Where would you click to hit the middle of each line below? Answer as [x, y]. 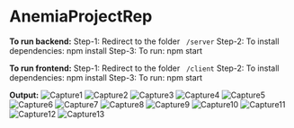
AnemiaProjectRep [81, 17]
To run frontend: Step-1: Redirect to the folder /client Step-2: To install [144, 68]
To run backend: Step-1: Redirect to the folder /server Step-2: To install [144, 41]
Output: [24, 95]
